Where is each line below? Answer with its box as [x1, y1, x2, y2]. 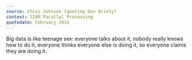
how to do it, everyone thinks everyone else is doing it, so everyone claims [6, 41, 187, 48]
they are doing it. [6, 48, 47, 55]
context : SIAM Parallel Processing [6, 14, 93, 20]
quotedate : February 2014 [6, 19, 69, 25]
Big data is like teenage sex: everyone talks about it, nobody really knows [6, 36, 184, 43]
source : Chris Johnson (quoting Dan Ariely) [6, 8, 117, 15]
